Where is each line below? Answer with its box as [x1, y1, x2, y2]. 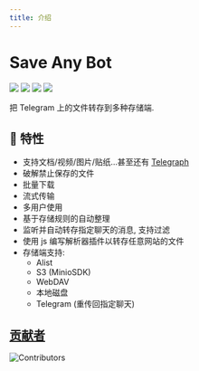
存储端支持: [22, 247, 65, 258]
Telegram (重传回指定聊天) [35, 299, 136, 309]
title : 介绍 [9, 13, 52, 23]
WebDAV [35, 277, 70, 288]
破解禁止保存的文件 [22, 168, 95, 179]
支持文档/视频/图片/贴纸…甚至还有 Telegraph [22, 157, 190, 167]
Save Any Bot [9, 52, 113, 72]
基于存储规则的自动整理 [22, 214, 110, 224]
